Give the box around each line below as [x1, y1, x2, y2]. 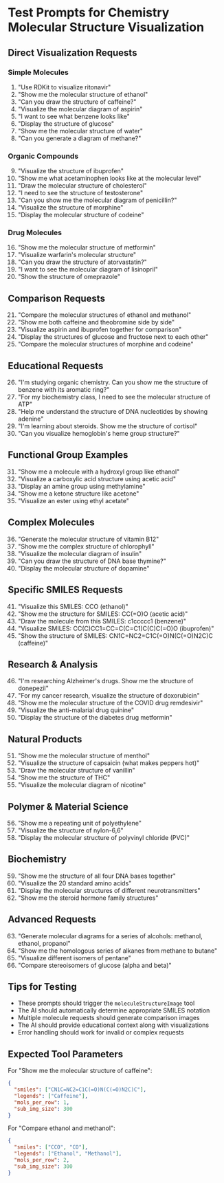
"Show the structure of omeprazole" [17, 273, 121, 281]
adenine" [17, 414, 44, 423]
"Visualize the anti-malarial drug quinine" [17, 706, 135, 714]
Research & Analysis [8, 659, 98, 670]
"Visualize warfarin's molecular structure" [17, 251, 137, 259]
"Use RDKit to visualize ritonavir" [17, 82, 111, 91]
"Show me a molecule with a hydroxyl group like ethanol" [17, 467, 180, 476]
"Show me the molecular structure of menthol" [17, 751, 150, 760]
